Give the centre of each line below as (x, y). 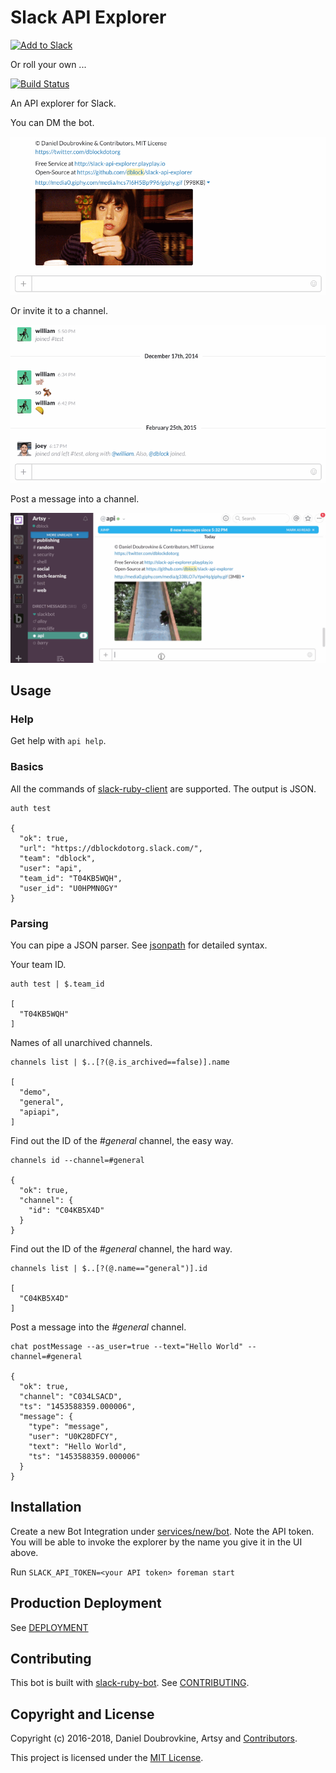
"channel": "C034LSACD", (71, 1396)
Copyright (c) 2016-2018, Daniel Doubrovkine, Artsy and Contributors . (154, 1738)
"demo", (35, 1092)
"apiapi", (39, 1112)
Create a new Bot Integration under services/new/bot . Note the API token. (162, 1531)
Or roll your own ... (48, 64)
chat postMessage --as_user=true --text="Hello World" (127, 1346)
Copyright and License (82, 1714)
